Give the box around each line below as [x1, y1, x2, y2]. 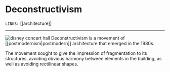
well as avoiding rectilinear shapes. [5, 61, 78, 67]
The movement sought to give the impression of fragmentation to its [5, 50, 148, 56]
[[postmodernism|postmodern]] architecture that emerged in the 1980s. [5, 40, 155, 46]
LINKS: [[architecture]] [5, 20, 52, 26]
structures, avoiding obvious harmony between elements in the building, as [5, 55, 162, 61]
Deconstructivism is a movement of [51, 34, 125, 41]
